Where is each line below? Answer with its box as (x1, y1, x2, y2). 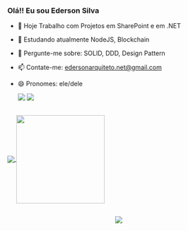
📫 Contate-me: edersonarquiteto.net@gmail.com (17, 63, 163, 72)
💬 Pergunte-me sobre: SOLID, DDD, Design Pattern (17, 49, 166, 58)
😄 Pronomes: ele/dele (17, 80, 83, 88)
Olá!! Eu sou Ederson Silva (7, 6, 100, 16)
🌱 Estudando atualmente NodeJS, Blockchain (17, 35, 150, 44)
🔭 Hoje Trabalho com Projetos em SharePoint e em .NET (17, 22, 182, 30)
